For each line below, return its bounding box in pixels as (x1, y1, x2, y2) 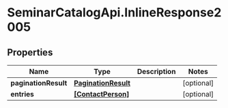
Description (137, 67, 176, 76)
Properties (7, 46, 53, 58)
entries (10, 90, 34, 98)
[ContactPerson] (74, 90, 130, 98)
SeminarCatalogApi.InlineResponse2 (7, 5, 222, 21)
